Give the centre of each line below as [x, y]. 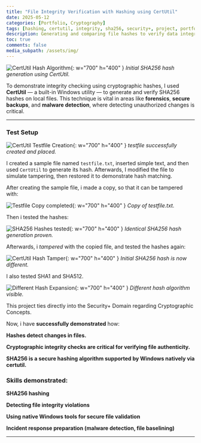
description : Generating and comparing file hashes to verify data [92, 34]
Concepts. [19, 312]
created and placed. [31, 152]
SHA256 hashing [28, 393]
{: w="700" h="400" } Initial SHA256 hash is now [126, 259]
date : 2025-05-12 [28, 17]
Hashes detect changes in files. [46, 335]
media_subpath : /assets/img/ [42, 51]
